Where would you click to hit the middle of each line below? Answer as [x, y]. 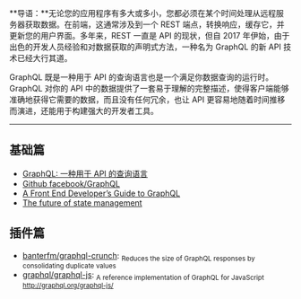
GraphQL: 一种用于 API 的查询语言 [85, 173]
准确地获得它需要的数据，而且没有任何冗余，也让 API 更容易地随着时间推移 [147, 100]
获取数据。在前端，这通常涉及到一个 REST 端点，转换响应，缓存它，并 [155, 24]
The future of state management [82, 202]
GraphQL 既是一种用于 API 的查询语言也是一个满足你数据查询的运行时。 [142, 77]
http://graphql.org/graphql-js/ [68, 286]
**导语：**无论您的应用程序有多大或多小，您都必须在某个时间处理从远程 [143, 13]
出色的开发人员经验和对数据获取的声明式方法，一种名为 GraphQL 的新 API [146, 47]
